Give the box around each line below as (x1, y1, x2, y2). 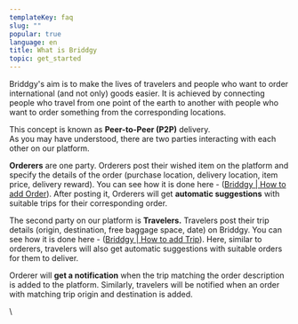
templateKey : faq (9, 12, 74, 22)
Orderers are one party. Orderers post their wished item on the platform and (9, 161, 289, 170)
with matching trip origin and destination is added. (9, 289, 193, 299)
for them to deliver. (9, 253, 79, 263)
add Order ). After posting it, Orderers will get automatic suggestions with (9, 188, 280, 199)
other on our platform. (9, 143, 91, 154)
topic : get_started (9, 54, 82, 63)
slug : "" (9, 21, 42, 30)
